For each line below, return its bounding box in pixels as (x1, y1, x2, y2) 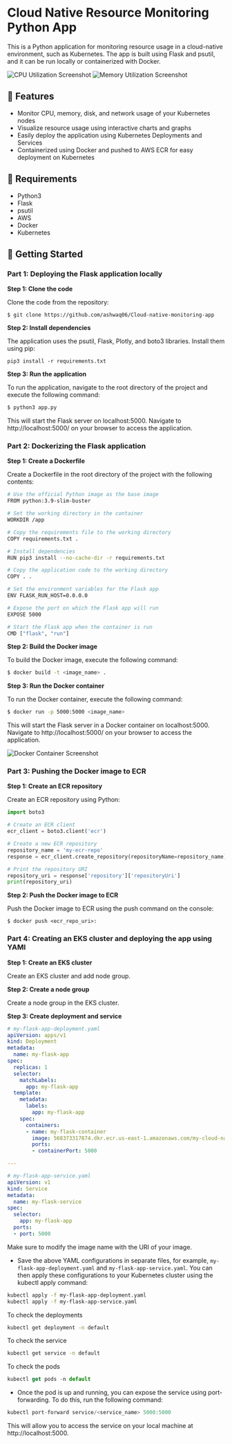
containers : (25, 1122, 60, 1128)
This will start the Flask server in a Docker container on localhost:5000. (7, 721, 210, 729)
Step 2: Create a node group (7, 985, 90, 994)
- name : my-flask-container (25, 1128, 107, 1135)
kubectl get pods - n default (7, 1376, 91, 1383)
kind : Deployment (7, 1038, 57, 1045)
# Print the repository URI (7, 866, 88, 872)
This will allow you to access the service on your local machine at (7, 1422, 193, 1430)
